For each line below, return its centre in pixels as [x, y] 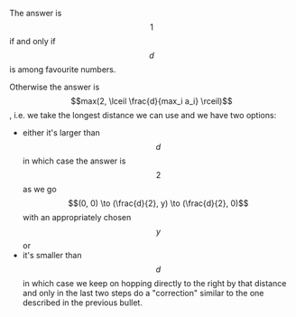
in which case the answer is [74, 161]
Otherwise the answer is [55, 87]
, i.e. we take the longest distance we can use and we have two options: [143, 115]
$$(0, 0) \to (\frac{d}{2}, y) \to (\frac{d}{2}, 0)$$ [158, 203]
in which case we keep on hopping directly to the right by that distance [154, 283]
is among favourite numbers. [63, 70]
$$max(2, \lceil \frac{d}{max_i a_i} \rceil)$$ [152, 101]
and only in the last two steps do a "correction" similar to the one [143, 293]
